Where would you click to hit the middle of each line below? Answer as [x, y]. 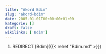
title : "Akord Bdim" [26, 10]
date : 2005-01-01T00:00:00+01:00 [40, 19]
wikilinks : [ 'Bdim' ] [26, 32]
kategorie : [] [20, 23]
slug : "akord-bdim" [25, 14]
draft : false [19, 28]
